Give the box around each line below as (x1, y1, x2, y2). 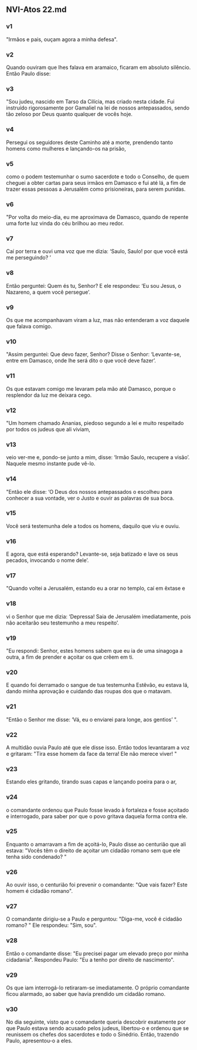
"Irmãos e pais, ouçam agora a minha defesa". (6, 35, 118, 43)
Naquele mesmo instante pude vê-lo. (6, 460, 96, 467)
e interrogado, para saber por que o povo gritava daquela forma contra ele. (6, 812, 188, 820)
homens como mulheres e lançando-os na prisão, (6, 145, 126, 152)
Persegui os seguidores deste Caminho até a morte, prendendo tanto (6, 138, 173, 146)
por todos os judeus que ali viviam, (6, 426, 91, 433)
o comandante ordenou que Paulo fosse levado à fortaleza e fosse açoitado (6, 806, 189, 813)
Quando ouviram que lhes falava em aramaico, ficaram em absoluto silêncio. (6, 64, 191, 71)
